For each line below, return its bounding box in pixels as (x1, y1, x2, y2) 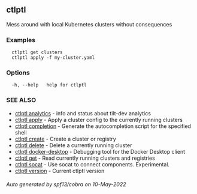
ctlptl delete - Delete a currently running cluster (14, 141, 132, 149)
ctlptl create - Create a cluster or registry (14, 135, 117, 142)
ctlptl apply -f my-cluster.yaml (11, 55, 95, 61)
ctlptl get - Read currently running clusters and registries (14, 154, 156, 162)
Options (6, 68, 30, 77)
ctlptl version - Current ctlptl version (14, 167, 105, 174)
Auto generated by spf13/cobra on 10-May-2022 (6, 181, 127, 188)
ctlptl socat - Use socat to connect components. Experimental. (14, 160, 169, 168)
